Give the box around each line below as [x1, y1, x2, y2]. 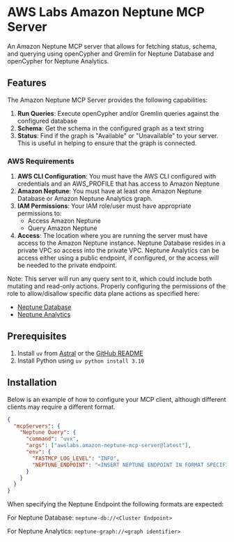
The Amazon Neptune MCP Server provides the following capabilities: [7, 96, 208, 104]
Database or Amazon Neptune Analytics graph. [17, 195, 153, 203]
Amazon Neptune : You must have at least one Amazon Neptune [17, 187, 202, 195]
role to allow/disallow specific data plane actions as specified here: [7, 289, 200, 298]
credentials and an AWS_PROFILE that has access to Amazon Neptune [17, 179, 220, 188]
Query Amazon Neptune [27, 224, 97, 232]
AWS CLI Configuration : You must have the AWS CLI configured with [17, 172, 217, 181]
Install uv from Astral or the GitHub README [17, 349, 144, 357]
